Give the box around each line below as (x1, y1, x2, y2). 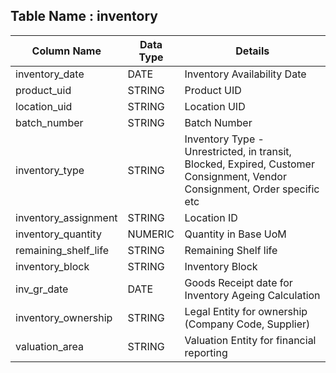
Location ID (184, 210, 238, 224)
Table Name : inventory (10, 8, 159, 25)
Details (235, 44, 270, 58)
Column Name (31, 44, 102, 58)
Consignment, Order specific (184, 182, 320, 196)
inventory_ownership (15, 310, 113, 324)
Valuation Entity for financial (184, 333, 317, 347)
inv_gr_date (15, 282, 69, 296)
